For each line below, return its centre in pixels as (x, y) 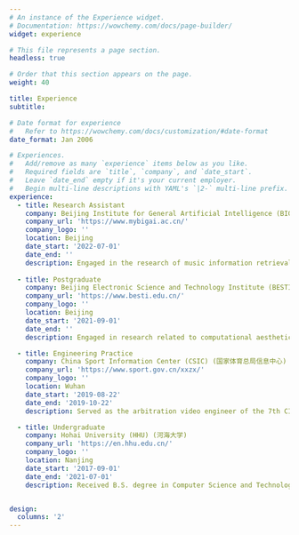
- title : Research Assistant (71, 205)
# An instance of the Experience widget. (87, 17)
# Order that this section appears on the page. (101, 75)
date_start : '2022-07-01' (73, 246)
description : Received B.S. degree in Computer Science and (139, 485)
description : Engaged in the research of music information (139, 263)
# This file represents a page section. (85, 50)
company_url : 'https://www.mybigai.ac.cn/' (107, 222)
